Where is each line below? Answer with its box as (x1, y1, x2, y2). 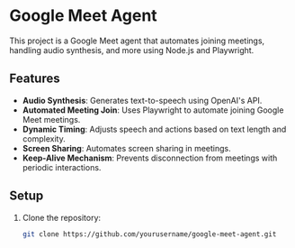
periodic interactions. (22, 161, 102, 172)
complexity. (22, 133, 66, 144)
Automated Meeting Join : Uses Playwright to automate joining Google (22, 105, 284, 115)
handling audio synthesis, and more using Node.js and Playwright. (9, 44, 255, 55)
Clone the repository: (22, 212, 102, 223)
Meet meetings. (22, 114, 81, 124)
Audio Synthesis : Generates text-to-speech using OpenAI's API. (22, 95, 263, 106)
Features (9, 71, 60, 87)
